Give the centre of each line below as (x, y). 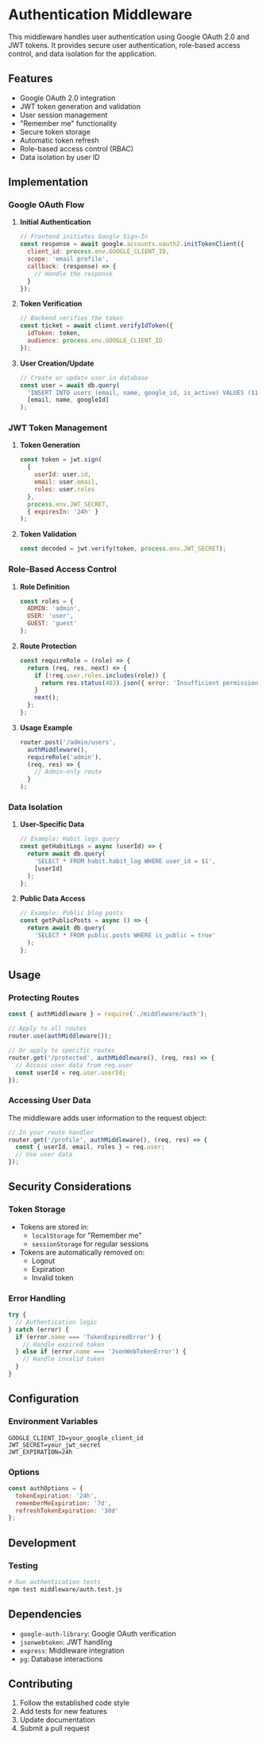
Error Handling (37, 1298)
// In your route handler (51, 1133)
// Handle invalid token (64, 1360)
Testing (23, 1565)
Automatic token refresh (59, 140)
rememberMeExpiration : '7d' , (64, 1503)
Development (42, 1543)
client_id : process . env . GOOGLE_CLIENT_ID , (98, 252)
